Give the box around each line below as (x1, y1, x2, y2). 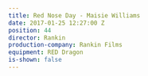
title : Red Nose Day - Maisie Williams (8, 11, 141, 20)
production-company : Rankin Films (8, 41, 123, 49)
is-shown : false (8, 56, 62, 64)
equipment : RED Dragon (8, 48, 84, 56)
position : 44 (8, 26, 52, 34)
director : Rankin (8, 33, 66, 42)
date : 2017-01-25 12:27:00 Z (8, 19, 105, 27)
